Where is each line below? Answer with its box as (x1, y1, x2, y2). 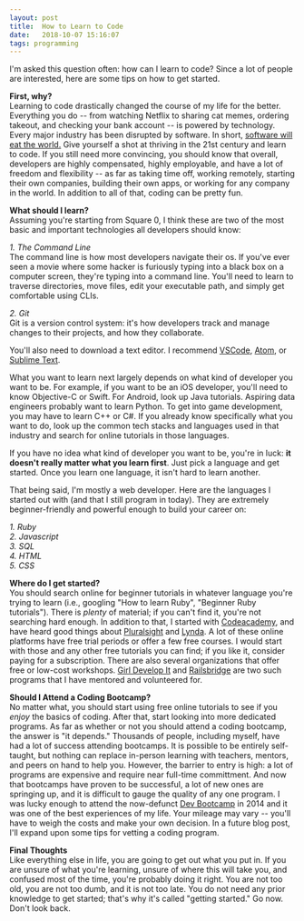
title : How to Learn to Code (9, 22, 124, 31)
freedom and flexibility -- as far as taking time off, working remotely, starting (9, 168, 295, 179)
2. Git (9, 308, 30, 319)
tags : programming (9, 38, 79, 48)
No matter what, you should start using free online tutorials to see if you (9, 702, 279, 713)
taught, (9, 750, 36, 761)
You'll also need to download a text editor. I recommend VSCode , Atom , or (9, 345, 288, 355)
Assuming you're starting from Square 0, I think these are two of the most (9, 215, 284, 225)
